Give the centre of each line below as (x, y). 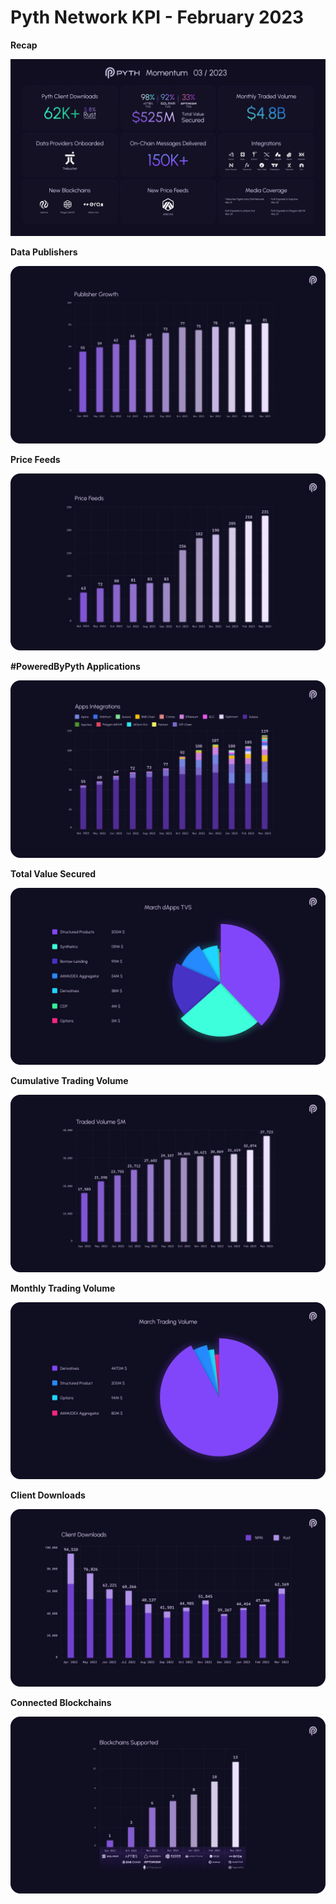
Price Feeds (35, 459)
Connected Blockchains (61, 1702)
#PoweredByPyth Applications (75, 667)
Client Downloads (48, 1495)
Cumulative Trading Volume (69, 1081)
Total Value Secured (53, 873)
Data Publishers (44, 252)
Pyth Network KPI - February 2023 (157, 17)
